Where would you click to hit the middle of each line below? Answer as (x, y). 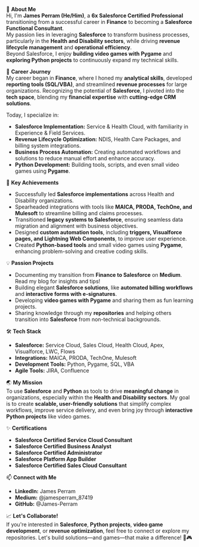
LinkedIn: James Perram (45, 491)
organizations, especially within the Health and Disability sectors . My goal (98, 397)
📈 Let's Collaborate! (32, 516)
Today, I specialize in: (32, 115)
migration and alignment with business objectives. (76, 226)
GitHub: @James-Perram (46, 504)
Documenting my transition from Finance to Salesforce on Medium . (98, 275)
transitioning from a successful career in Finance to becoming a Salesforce (99, 22)
